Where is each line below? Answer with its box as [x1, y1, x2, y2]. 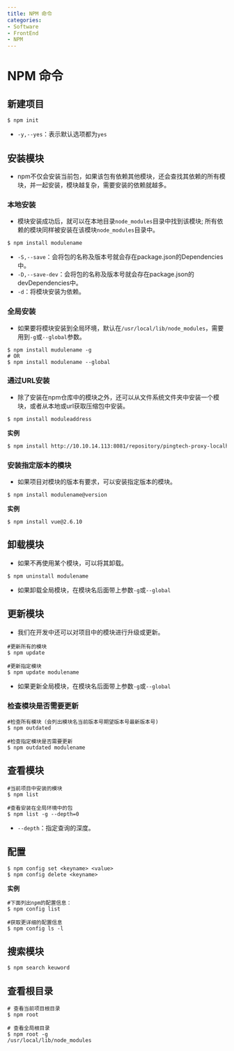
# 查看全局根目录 [7, 1025, 50, 1032]
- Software [7, 23, 39, 30]
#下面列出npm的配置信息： [7, 899, 72, 906]
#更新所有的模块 [7, 643, 47, 650]
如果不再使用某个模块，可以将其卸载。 [17, 558, 127, 567]
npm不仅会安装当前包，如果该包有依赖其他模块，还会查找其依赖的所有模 [17, 172, 226, 180]
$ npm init [7, 117, 39, 124]
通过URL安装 [7, 376, 50, 386]
